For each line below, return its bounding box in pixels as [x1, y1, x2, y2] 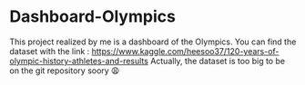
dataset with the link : [9, 45, 90, 56]
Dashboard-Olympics [9, 6, 176, 27]
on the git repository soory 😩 [9, 65, 120, 76]
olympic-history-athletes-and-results [9, 55, 148, 66]
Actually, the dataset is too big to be [149, 55, 285, 66]
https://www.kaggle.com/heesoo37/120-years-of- [91, 45, 280, 56]
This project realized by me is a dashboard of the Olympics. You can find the [9, 36, 297, 47]
